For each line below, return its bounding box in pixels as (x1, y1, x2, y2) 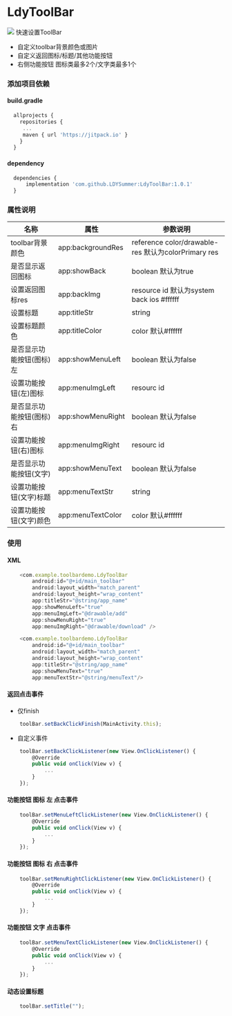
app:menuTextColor (57, 510, 122, 520)
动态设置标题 (7, 987, 43, 995)
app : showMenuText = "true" (32, 668, 104, 675)
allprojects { (13, 112, 54, 119)
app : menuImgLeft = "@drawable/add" (32, 610, 128, 617)
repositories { (19, 118, 64, 125)
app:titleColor (57, 326, 102, 336)
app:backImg (57, 289, 101, 299)
